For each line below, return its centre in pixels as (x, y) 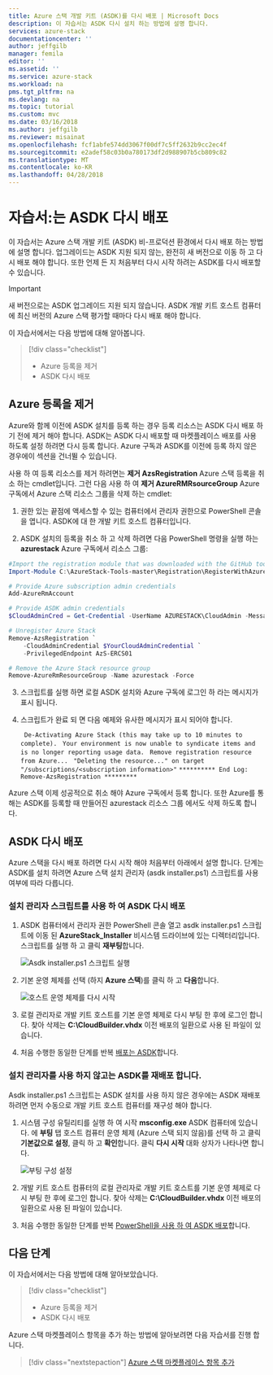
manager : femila (36, 54)
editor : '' (27, 62)
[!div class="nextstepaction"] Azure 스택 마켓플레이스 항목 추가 (131, 1362)
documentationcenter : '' (50, 39)
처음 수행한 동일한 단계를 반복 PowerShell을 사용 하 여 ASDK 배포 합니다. (135, 1225)
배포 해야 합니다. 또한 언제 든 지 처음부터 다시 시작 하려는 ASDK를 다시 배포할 (139, 262)
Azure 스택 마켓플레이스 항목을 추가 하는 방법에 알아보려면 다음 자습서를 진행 (130, 1335)
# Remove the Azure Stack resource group (80, 668)
